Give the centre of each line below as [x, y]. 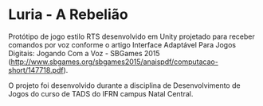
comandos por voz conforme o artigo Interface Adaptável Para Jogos [122, 44]
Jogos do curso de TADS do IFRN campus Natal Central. [101, 93]
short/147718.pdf [36, 70]
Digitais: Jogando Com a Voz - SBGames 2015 [84, 53]
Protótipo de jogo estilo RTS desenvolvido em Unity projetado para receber [131, 36]
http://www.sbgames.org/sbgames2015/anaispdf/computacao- [115, 62]
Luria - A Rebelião [69, 15]
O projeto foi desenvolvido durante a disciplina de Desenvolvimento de [124, 85]
